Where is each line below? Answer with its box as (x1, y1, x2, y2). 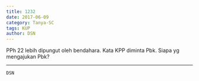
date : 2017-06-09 (6, 14, 49, 20)
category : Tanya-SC (6, 20, 54, 25)
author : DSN (6, 31, 36, 37)
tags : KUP (6, 25, 31, 31)
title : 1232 (6, 8, 36, 15)
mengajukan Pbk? (6, 53, 50, 60)
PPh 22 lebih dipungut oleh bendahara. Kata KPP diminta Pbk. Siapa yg (6, 47, 179, 54)
